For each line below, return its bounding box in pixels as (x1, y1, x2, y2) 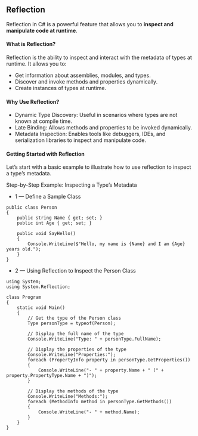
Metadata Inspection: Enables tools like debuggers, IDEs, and (14, 131, 166, 138)
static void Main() (17, 305, 66, 311)
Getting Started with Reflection (6, 150, 85, 157)
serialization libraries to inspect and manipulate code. (14, 137, 147, 144)
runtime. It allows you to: (6, 60, 67, 67)
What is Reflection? (6, 41, 56, 48)
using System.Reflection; (6, 284, 70, 290)
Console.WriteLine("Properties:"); (27, 352, 116, 358)
